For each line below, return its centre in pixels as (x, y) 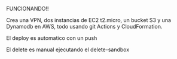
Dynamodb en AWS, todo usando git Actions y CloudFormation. (84, 27)
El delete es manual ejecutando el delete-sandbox (68, 49)
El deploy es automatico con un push (52, 38)
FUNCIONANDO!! (28, 9)
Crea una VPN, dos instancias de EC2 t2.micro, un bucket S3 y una (89, 20)
